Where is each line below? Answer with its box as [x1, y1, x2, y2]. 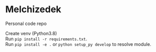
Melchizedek [5, 4, 61, 15]
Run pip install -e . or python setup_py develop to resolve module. [5, 41, 152, 47]
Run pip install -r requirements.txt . [5, 36, 87, 42]
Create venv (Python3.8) [5, 30, 57, 36]
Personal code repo [5, 20, 47, 27]
